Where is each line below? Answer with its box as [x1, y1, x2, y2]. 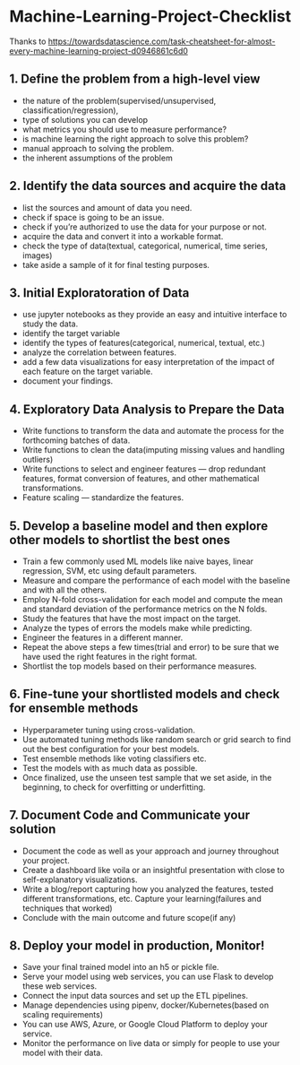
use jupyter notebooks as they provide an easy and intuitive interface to [21, 309, 287, 320]
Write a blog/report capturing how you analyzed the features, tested [21, 883, 274, 894]
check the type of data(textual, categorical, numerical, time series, [21, 240, 269, 251]
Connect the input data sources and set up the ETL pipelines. [21, 991, 249, 1001]
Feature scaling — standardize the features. [21, 492, 184, 503]
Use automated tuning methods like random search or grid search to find [21, 733, 291, 745]
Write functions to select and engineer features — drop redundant [21, 463, 266, 474]
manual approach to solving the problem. [21, 143, 175, 153]
